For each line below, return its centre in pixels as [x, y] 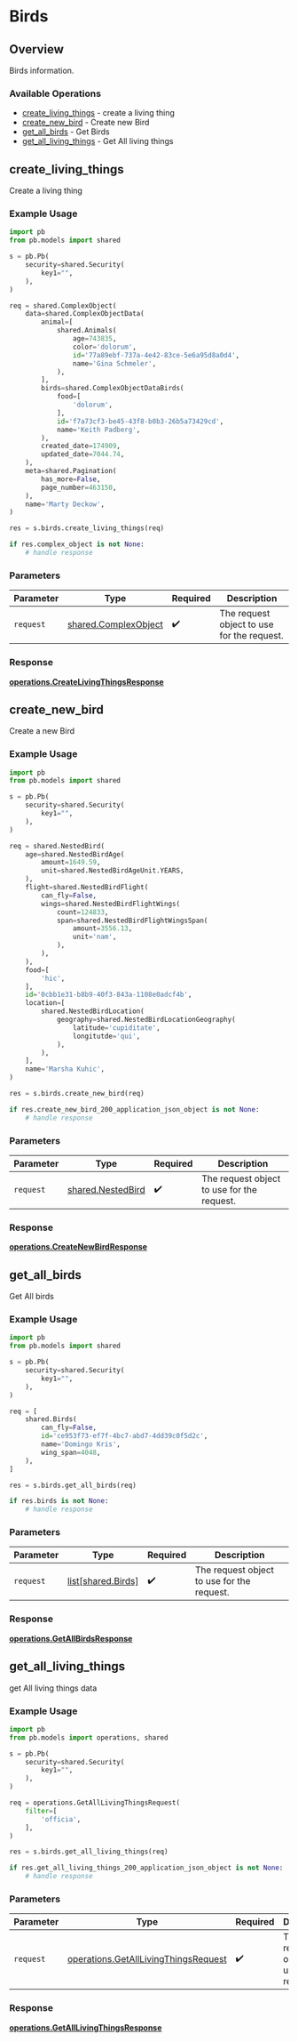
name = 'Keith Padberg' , [98, 430]
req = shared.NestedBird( [57, 846]
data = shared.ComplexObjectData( [85, 314]
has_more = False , [71, 479]
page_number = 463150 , [79, 487]
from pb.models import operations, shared [89, 1737]
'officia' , [61, 1819]
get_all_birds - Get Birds [66, 132]
